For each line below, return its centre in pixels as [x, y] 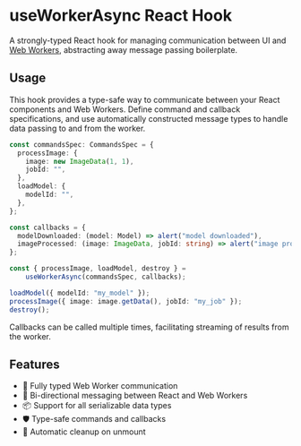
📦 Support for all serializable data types [97, 406]
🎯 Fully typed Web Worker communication [100, 386]
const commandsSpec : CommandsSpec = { [82, 144]
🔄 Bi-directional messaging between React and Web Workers [135, 396]
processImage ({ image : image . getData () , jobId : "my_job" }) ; [126, 301]
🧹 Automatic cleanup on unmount [84, 432]
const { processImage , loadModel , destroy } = [98, 269]
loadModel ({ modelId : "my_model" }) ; [80, 293]
